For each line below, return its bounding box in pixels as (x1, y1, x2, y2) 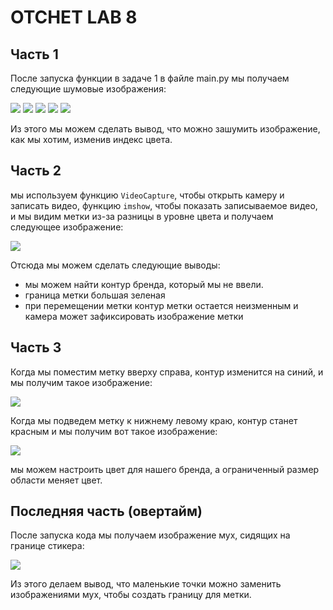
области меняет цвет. (10, 474, 103, 486)
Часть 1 (10, 46, 59, 63)
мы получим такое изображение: (10, 376, 153, 388)
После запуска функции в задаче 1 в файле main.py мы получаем (10, 72, 290, 84)
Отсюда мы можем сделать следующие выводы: (10, 259, 221, 271)
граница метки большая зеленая (24, 289, 166, 301)
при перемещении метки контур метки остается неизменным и (24, 299, 299, 311)
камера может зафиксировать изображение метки (24, 310, 244, 322)
